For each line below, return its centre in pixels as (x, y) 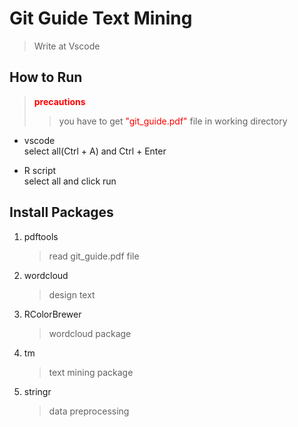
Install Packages (61, 212)
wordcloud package (90, 333)
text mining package (91, 372)
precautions (59, 101)
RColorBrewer (52, 314)
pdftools (41, 236)
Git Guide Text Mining (101, 18)
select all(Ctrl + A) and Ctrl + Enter (95, 151)
